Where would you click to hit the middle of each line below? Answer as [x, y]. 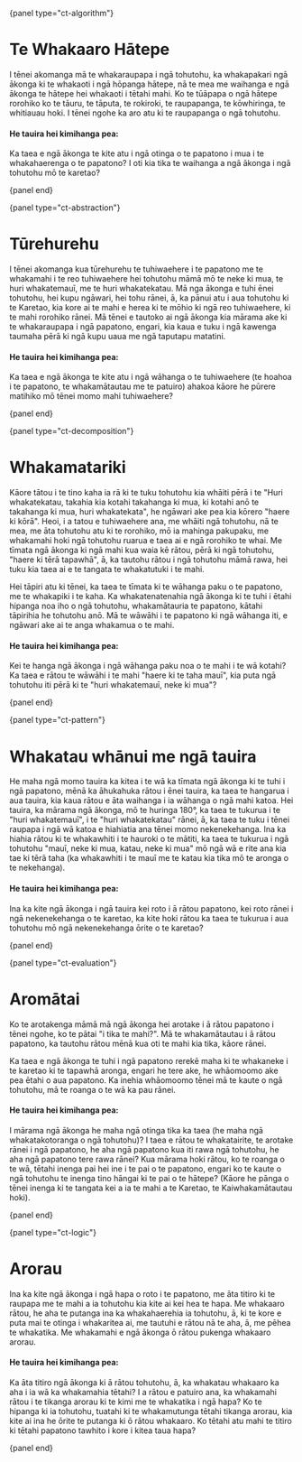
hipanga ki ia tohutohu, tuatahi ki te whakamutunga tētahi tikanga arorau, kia [151, 1411]
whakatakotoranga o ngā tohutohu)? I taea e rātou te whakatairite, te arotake [151, 1140]
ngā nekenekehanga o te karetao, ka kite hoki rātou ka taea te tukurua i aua [149, 918]
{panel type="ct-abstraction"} [65, 208]
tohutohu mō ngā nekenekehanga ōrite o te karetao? [107, 928]
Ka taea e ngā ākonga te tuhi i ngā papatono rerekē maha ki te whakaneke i [149, 1060]
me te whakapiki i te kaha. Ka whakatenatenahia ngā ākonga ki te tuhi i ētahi [151, 597]
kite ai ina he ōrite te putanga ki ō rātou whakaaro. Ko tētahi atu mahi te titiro [151, 1420]
